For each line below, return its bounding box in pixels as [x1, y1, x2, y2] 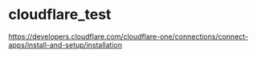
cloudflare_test [8, 6, 112, 24]
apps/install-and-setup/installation [8, 40, 123, 49]
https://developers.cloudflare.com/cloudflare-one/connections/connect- [8, 32, 249, 41]
